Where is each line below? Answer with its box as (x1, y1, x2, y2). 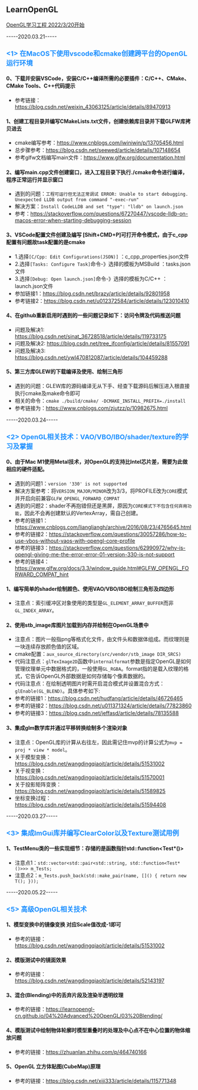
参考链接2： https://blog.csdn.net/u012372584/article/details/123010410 (14, 297, 190, 304)
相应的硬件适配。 (6, 465, 48, 473)
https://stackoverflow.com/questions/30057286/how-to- (49, 531, 187, 538)
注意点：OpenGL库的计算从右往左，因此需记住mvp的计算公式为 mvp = (14, 739, 183, 746)
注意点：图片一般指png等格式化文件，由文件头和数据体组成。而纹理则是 (14, 636, 190, 643)
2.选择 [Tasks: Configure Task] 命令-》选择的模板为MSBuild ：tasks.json (14, 260, 191, 267)
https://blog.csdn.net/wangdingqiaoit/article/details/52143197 (14, 977, 165, 984)
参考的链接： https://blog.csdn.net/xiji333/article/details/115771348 (14, 1077, 177, 1084)
